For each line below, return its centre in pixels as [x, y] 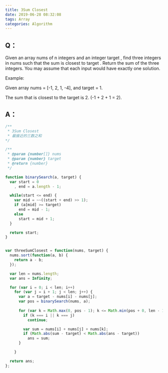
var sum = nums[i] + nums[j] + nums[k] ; [66, 329]
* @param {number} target [34, 159]
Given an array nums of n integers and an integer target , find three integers [83, 58]
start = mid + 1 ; [36, 219]
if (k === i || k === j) [49, 315]
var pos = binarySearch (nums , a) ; [54, 301]
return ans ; [22, 361]
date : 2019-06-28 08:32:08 [33, 15]
